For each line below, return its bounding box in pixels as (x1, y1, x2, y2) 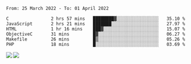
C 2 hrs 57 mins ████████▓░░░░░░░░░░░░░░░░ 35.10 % (6, 16, 185, 22)
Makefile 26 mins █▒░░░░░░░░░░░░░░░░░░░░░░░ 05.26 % (6, 36, 185, 42)
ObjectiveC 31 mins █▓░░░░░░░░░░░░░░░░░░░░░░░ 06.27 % (6, 31, 185, 37)
